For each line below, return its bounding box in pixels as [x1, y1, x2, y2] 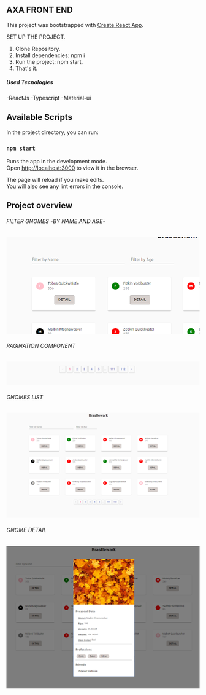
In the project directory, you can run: [6, 128, 99, 136]
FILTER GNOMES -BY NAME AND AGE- [6, 218, 105, 225]
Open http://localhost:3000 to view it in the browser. [6, 164, 139, 171]
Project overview [6, 200, 73, 211]
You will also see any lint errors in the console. [6, 183, 124, 190]
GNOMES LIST [6, 393, 44, 401]
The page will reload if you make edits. [6, 176, 104, 183]
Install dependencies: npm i [15, 52, 85, 59]
